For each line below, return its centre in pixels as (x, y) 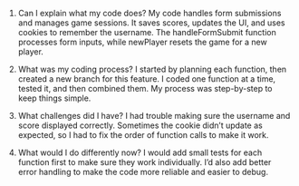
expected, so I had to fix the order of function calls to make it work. (143, 135)
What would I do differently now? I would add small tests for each (140, 152)
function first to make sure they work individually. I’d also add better (145, 162)
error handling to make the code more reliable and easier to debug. (143, 172)
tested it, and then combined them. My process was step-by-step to (145, 88)
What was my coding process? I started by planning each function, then (152, 69)
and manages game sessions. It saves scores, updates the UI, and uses (151, 23)
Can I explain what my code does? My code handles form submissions (149, 13)
